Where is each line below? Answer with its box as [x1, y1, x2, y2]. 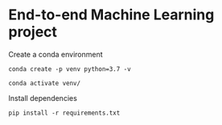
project [8, 23, 58, 41]
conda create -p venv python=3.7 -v [8, 65, 131, 73]
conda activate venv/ [8, 79, 81, 87]
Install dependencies [8, 93, 78, 102]
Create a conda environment [8, 49, 103, 59]
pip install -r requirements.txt [8, 109, 121, 117]
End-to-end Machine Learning [8, 6, 215, 24]
